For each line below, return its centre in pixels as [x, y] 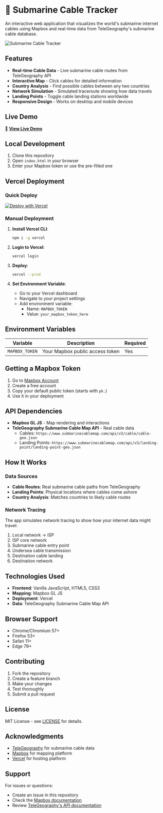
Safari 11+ [22, 641]
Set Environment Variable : [39, 284]
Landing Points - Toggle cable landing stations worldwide [70, 96]
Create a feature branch [36, 678]
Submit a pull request [33, 694]
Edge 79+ [22, 646]
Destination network [32, 561]
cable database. [21, 34]
